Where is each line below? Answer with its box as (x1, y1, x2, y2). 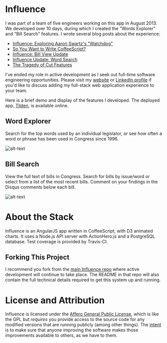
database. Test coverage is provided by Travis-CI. (5, 238, 108, 244)
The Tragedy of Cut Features (12, 62, 72, 68)
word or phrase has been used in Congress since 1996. (5, 135, 119, 141)
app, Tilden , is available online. (5, 102, 69, 108)
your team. (5, 87, 27, 93)
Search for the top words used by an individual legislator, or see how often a (5, 130, 162, 136)
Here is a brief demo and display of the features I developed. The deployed (5, 97, 160, 103)
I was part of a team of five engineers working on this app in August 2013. (5, 20, 157, 26)
